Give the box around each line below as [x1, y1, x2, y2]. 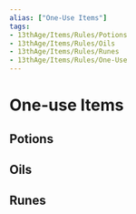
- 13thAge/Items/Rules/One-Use [9, 56, 128, 65]
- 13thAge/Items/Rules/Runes [9, 47, 120, 56]
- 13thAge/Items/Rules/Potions [9, 30, 128, 39]
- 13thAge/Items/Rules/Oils [9, 38, 116, 48]
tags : [9, 22, 30, 31]
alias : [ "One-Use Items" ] [9, 13, 107, 23]
